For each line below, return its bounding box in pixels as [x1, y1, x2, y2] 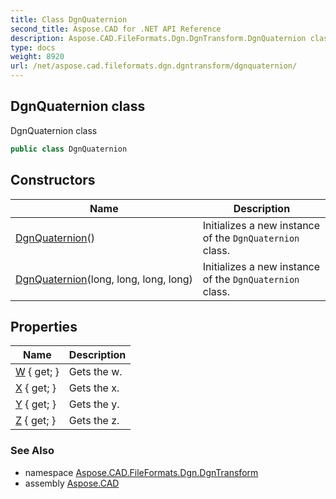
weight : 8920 [10, 52, 65, 62]
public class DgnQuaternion [10, 144, 128, 154]
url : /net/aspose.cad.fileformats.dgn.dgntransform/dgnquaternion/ [10, 61, 298, 71]
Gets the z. [68, 414, 120, 428]
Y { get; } [15, 397, 57, 411]
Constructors [10, 172, 96, 189]
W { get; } [15, 365, 60, 379]
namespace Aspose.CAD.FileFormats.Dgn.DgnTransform [24, 466, 259, 478]
